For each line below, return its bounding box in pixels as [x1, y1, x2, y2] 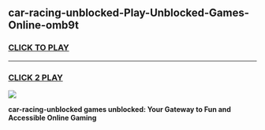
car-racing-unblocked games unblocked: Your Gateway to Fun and [8, 104, 231, 113]
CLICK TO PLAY [8, 43, 69, 54]
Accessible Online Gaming [8, 113, 97, 122]
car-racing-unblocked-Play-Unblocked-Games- [8, 6, 250, 20]
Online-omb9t [8, 19, 80, 32]
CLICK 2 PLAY [8, 72, 63, 83]
